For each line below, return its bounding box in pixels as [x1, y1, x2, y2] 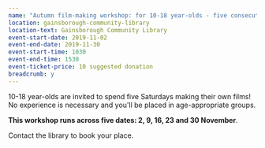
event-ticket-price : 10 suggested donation [8, 63, 154, 71]
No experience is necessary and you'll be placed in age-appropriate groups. [8, 100, 256, 109]
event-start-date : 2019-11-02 [8, 33, 108, 42]
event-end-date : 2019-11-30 [8, 41, 101, 49]
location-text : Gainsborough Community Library [8, 26, 168, 34]
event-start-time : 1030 [8, 48, 87, 56]
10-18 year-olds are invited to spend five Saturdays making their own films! [8, 91, 251, 101]
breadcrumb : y [8, 70, 55, 78]
